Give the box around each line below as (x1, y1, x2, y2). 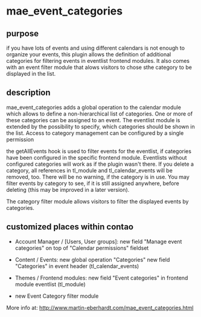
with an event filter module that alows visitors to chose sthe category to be (6, 64, 192, 71)
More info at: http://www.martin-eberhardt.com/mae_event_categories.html (6, 304, 194, 311)
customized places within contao (6, 222, 134, 232)
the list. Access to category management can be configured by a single (6, 129, 184, 137)
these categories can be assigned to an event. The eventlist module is (6, 116, 180, 123)
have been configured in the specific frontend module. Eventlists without (6, 154, 187, 161)
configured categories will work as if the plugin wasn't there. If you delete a (6, 160, 194, 168)
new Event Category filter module (14, 292, 99, 299)
